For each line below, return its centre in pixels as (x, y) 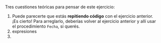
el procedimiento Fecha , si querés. (46, 26)
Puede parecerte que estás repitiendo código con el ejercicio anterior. (83, 16)
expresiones (24, 31)
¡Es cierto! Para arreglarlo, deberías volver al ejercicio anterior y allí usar (84, 21)
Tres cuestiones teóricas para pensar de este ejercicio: (60, 7)
